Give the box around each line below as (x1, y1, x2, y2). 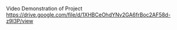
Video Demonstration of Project (6, 5, 83, 12)
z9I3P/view (6, 18, 34, 24)
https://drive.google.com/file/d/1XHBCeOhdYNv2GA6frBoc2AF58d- (6, 11, 171, 18)
